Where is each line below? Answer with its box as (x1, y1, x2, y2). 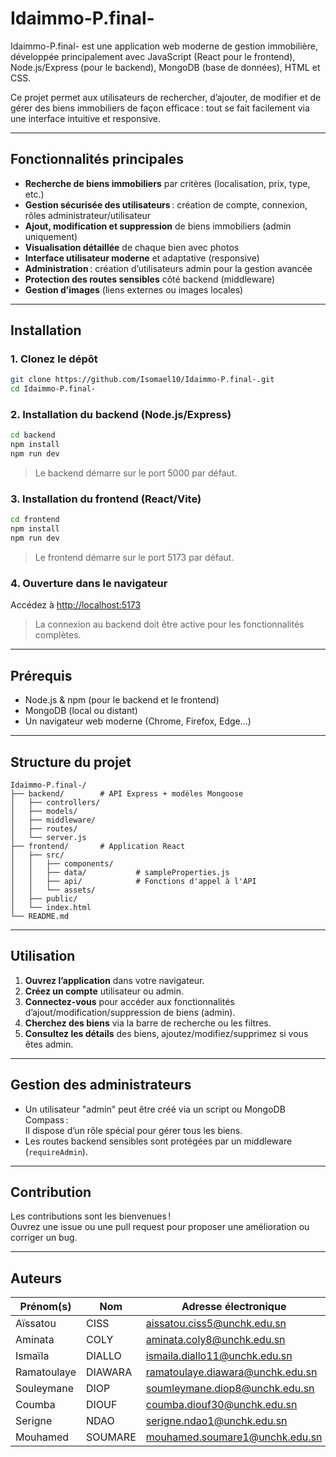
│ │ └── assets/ (10, 885, 97, 895)
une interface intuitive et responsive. (10, 112, 161, 124)
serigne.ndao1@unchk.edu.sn (145, 1414, 288, 1428)
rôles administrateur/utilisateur (24, 209, 152, 221)
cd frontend (10, 515, 60, 525)
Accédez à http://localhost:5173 (10, 599, 142, 611)
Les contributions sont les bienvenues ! (10, 1210, 172, 1222)
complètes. (34, 629, 82, 641)
